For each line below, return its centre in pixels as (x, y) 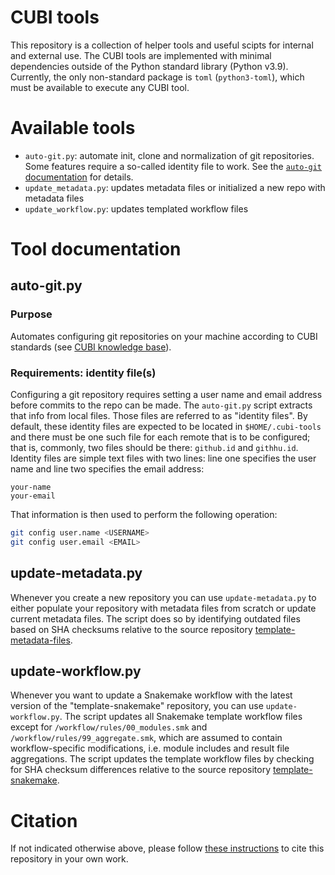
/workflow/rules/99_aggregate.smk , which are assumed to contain (146, 738)
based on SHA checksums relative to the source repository (131, 629)
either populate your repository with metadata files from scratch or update (163, 608)
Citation (44, 820)
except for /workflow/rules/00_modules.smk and (109, 727)
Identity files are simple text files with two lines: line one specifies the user (163, 458)
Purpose (31, 314)
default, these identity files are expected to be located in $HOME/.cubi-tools (166, 427)
